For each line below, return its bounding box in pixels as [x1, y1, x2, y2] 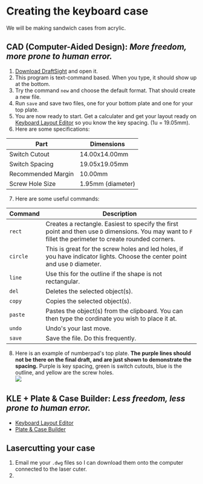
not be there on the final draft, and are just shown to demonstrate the [14, 356, 192, 363]
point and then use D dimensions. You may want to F [45, 227, 193, 236]
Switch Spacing [9, 159, 54, 168]
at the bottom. [14, 80, 50, 87]
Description [102, 209, 137, 217]
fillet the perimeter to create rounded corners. [45, 234, 176, 243]
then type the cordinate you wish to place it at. [45, 314, 177, 322]
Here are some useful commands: [14, 195, 100, 202]
